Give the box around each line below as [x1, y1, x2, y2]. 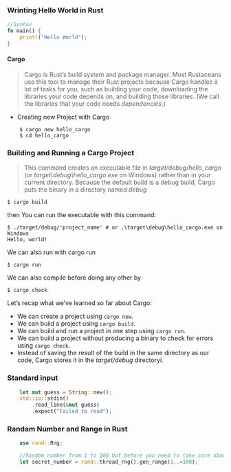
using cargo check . [16, 341, 71, 350]
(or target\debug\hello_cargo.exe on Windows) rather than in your [23, 171, 211, 179]
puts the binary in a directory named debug [23, 186, 147, 194]
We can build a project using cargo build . [16, 319, 135, 328]
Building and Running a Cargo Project [7, 148, 135, 157]
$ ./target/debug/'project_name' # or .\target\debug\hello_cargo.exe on [7, 224, 223, 232]
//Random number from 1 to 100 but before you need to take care [19, 452, 211, 459]
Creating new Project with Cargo [16, 113, 110, 121]
